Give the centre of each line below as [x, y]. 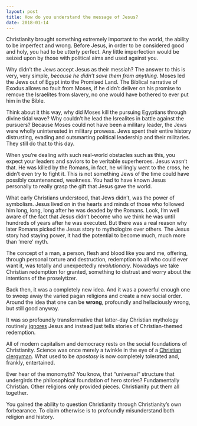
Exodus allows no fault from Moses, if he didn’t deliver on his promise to [94, 89]
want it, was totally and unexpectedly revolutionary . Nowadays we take [93, 266]
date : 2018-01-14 [27, 22]
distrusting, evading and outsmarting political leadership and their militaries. [98, 137]
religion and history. [30, 417]
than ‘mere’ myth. [27, 242]
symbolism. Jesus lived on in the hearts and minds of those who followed [95, 204]
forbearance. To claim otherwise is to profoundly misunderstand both [91, 411]
